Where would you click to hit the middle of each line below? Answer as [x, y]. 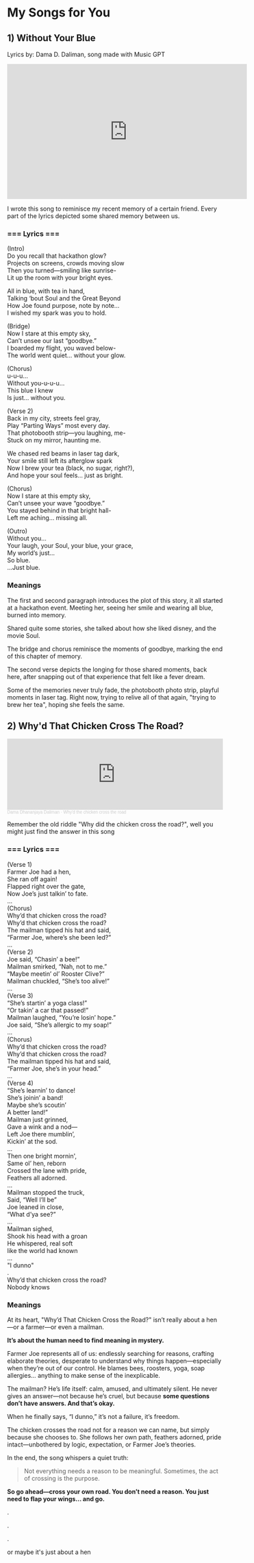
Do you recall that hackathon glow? [57, 256]
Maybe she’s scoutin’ [37, 1105]
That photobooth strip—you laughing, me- [66, 433]
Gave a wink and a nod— [42, 1127]
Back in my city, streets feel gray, [54, 418]
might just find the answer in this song [61, 832]
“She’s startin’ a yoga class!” [47, 1003]
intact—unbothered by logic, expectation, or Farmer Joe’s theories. [102, 1444]
